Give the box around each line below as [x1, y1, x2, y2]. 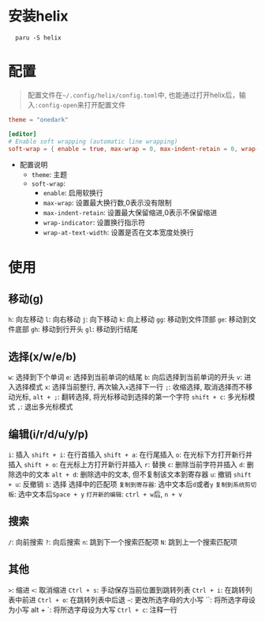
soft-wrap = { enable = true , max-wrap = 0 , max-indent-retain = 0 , [8, 145, 238, 153]
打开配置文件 [84, 100, 126, 109]
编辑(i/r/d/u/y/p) [8, 428, 89, 441]
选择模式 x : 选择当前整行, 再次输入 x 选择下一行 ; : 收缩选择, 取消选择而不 [14, 383, 246, 392]
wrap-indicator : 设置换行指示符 [43, 218, 146, 228]
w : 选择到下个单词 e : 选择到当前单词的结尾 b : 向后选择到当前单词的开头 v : [8, 372, 243, 382]
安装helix [8, 7, 69, 25]
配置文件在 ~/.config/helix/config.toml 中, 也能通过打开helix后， [27, 90, 239, 100]
